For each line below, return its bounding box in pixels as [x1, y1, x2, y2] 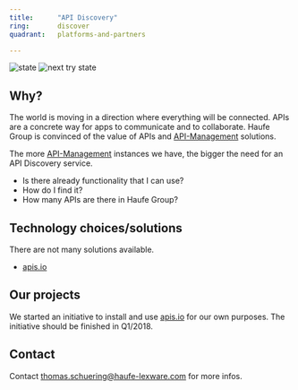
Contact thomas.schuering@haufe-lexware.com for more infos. [9, 370, 243, 381]
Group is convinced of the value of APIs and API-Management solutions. [9, 131, 277, 142]
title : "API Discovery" [9, 13, 118, 22]
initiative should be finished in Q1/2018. [9, 320, 154, 332]
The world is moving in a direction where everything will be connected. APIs [9, 112, 290, 123]
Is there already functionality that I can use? [21, 176, 184, 186]
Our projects [9, 288, 81, 303]
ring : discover [9, 22, 90, 30]
